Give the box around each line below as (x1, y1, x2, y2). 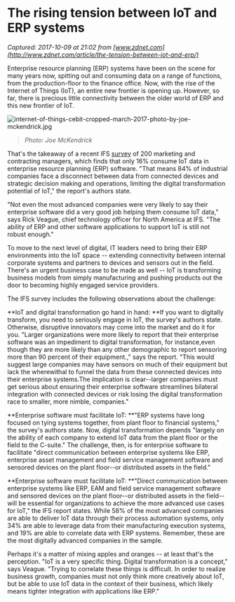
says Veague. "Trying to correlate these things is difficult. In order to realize (7, 564, 226, 573)
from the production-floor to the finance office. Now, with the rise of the (7, 78, 215, 87)
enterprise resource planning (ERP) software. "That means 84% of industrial (7, 164, 228, 172)
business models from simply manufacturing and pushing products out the (7, 273, 223, 282)
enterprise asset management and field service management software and (7, 456, 223, 464)
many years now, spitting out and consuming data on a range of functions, (7, 71, 222, 80)
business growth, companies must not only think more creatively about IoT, (7, 572, 224, 580)
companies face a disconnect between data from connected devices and (7, 172, 219, 180)
